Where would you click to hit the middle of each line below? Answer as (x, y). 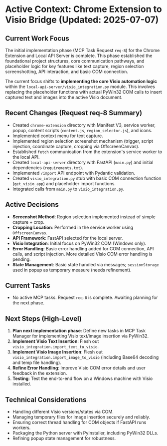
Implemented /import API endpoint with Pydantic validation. (74, 173)
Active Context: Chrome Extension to (83, 9)
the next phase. (28, 303)
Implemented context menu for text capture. (58, 136)
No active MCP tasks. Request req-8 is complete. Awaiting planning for (85, 298)
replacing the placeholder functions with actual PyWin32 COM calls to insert (83, 92)
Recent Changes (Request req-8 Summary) (74, 113)
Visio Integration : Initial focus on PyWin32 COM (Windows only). (79, 243)
